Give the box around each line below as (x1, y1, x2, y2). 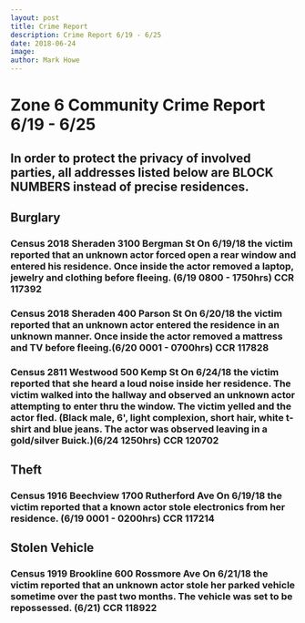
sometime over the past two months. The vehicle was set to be (10, 590, 293, 603)
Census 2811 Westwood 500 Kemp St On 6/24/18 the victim (10, 365, 280, 378)
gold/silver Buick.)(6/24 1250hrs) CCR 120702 (10, 434, 219, 446)
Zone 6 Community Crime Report (10, 95, 266, 116)
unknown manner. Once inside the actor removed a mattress (10, 330, 283, 342)
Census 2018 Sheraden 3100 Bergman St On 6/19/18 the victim (10, 237, 294, 250)
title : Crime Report (10, 22, 89, 31)
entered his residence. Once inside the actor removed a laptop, (10, 260, 294, 272)
